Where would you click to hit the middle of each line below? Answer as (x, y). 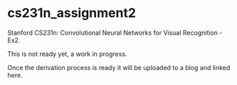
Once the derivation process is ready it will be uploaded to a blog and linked (119, 67)
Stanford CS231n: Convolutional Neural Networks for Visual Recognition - (115, 33)
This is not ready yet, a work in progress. (67, 54)
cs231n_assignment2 (72, 13)
